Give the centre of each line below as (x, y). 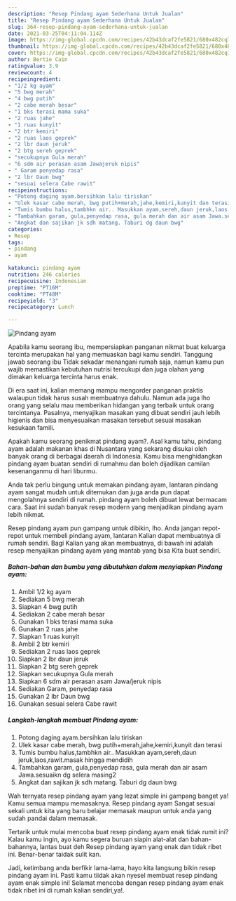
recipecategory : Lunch (41, 307)
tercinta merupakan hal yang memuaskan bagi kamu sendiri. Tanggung (110, 355)
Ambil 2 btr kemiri (43, 644)
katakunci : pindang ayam (44, 268)
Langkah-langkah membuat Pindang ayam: (73, 720)
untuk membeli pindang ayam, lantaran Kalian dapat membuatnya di (123, 536)
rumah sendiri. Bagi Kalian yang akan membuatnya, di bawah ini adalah (111, 543)
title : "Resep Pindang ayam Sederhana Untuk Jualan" (86, 20)
